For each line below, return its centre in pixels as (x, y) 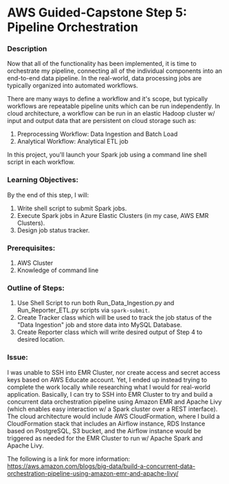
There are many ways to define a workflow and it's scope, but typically (108, 99)
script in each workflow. (41, 162)
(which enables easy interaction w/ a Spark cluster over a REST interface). (112, 409)
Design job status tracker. (53, 230)
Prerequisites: (31, 247)
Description (27, 49)
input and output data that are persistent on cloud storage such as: (102, 121)
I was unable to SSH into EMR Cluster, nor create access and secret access (114, 372)
